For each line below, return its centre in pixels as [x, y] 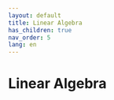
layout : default [35, 15]
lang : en [22, 45]
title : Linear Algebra [45, 23]
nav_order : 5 [29, 37]
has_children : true [40, 30]
